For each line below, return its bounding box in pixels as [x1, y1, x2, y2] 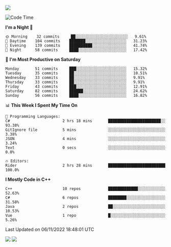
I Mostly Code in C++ [5, 176, 51, 182]
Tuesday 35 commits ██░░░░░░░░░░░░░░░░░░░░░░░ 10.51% [5, 71, 147, 76]
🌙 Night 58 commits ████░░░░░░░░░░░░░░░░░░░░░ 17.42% [5, 47, 147, 52]
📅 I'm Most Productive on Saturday [5, 57, 81, 62]
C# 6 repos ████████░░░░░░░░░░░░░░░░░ [5, 195, 166, 200]
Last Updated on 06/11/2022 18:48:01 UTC [5, 227, 94, 232]
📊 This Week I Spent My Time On [5, 102, 78, 108]
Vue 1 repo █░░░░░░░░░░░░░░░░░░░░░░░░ [5, 213, 166, 218]
